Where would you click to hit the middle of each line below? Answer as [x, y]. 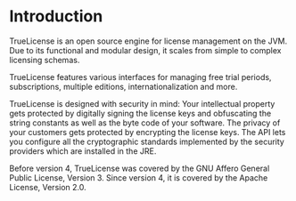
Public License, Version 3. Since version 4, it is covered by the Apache [139, 177]
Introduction [56, 16]
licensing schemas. [45, 60]
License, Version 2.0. [48, 187]
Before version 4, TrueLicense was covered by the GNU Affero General [140, 168]
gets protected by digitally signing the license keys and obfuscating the [140, 113]
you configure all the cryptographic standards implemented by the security [147, 141]
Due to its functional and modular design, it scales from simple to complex [145, 50]
